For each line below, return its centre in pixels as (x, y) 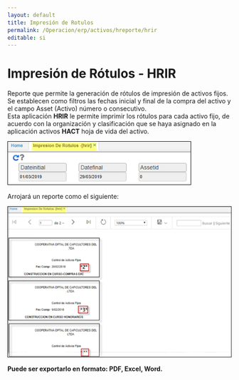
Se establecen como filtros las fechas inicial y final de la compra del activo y (119, 101)
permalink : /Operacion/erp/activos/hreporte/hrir (83, 30)
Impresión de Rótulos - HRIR (92, 74)
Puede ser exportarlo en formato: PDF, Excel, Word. (85, 369)
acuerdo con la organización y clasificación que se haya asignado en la (112, 124)
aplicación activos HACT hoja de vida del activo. (78, 131)
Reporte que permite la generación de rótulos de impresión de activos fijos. (118, 93)
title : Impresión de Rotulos (51, 22)
